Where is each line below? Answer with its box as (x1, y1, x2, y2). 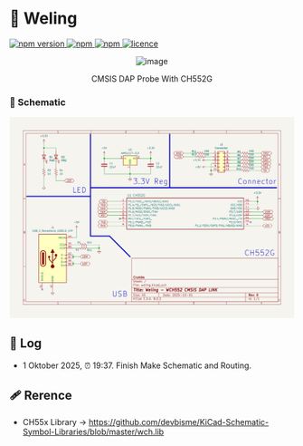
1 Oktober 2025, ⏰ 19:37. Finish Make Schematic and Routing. (22, 360, 251, 371)
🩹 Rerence (9, 388, 72, 403)
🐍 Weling (9, 8, 78, 29)
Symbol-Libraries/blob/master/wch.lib (22, 426, 165, 437)
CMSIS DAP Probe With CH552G (91, 73, 213, 84)
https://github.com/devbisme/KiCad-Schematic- (89, 416, 270, 427)
